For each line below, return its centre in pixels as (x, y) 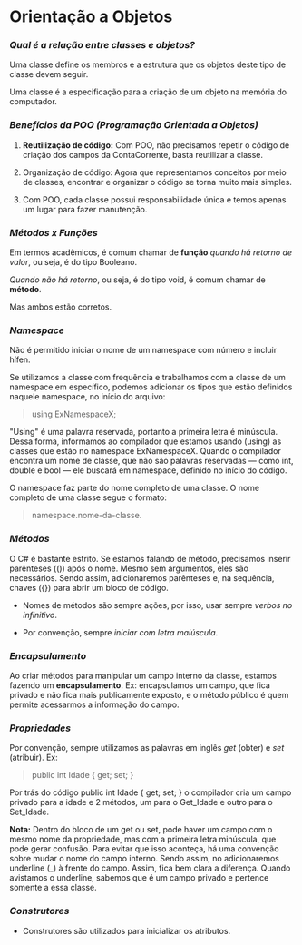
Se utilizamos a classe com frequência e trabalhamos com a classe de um (147, 378)
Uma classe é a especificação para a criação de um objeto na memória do (148, 92)
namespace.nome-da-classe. (87, 516)
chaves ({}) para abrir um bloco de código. (89, 587)
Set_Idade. (29, 812)
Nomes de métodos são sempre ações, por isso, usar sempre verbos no (157, 605)
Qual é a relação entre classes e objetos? (102, 45)
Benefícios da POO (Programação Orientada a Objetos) (134, 125)
